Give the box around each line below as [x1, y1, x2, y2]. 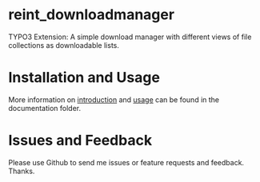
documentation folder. [8, 103, 82, 113]
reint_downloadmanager [8, 6, 174, 24]
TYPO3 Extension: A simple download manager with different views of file [8, 32, 252, 42]
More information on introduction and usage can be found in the [8, 94, 220, 105]
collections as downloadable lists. [8, 40, 120, 49]
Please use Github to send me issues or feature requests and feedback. [8, 157, 245, 167]
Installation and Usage [8, 69, 160, 87]
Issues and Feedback [8, 132, 153, 149]
